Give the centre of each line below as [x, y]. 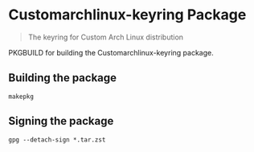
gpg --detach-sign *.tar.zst [57, 140]
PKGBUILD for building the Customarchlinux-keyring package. [111, 52]
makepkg [21, 97]
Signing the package [61, 121]
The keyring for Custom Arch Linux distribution [105, 37]
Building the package [63, 78]
